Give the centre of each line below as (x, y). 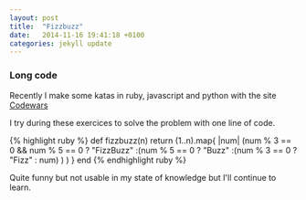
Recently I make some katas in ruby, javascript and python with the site (143, 95)
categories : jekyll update (61, 43)
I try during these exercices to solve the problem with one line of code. (142, 122)
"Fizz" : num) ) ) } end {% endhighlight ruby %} (98, 160)
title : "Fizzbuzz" (47, 26)
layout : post (34, 18)
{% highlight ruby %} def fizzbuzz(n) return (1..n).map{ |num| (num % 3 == (151, 140)
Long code (33, 76)
